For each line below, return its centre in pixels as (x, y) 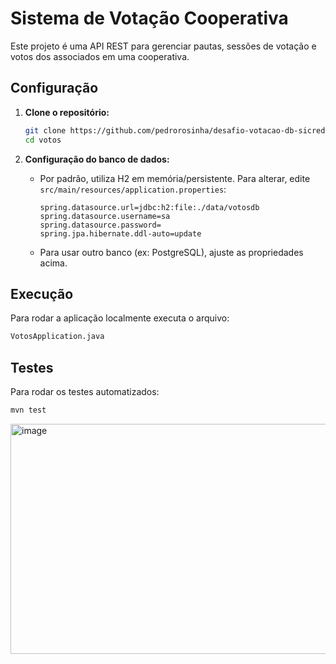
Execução (42, 293)
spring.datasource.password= (100, 225)
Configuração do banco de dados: (97, 159)
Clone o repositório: (67, 112)
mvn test (28, 410)
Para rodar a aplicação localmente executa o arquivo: (120, 318)
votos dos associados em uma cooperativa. (100, 56)
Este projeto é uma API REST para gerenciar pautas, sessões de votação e (163, 46)
